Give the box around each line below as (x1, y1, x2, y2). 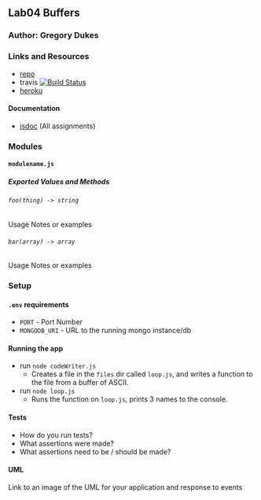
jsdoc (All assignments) (19, 121, 96, 131)
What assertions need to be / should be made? (19, 446, 171, 456)
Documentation (8, 104, 61, 113)
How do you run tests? (19, 430, 93, 439)
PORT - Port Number (19, 317, 83, 327)
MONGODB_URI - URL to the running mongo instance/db (19, 326, 192, 335)
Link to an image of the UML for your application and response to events (8, 482, 243, 491)
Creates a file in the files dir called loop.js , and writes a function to (31, 369, 253, 379)
